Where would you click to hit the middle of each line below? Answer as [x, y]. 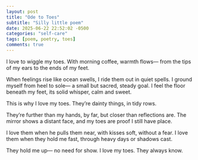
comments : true [25, 45]
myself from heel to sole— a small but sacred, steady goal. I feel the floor [96, 85]
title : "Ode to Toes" [33, 17]
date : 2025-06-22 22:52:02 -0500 [48, 28]
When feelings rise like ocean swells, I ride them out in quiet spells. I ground [99, 79]
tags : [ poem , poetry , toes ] [41, 39]
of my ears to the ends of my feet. [48, 68]
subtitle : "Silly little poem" [45, 23]
